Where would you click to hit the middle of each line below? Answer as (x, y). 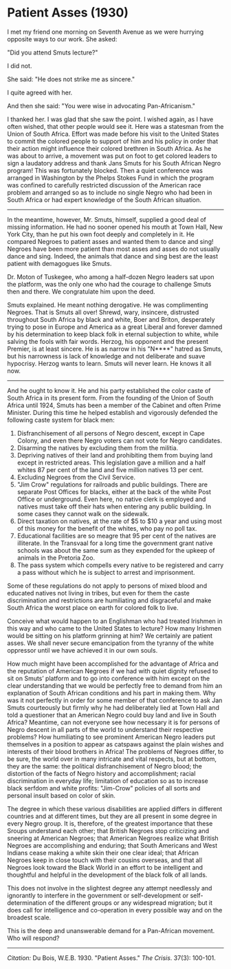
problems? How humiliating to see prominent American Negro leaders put (111, 737)
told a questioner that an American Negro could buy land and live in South (112, 715)
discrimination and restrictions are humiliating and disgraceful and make (109, 600)
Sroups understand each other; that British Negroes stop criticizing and (108, 830)
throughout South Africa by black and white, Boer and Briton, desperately (111, 319)
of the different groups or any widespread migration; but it (130, 902)
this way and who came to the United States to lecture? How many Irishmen (114, 628)
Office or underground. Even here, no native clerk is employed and (111, 499)
